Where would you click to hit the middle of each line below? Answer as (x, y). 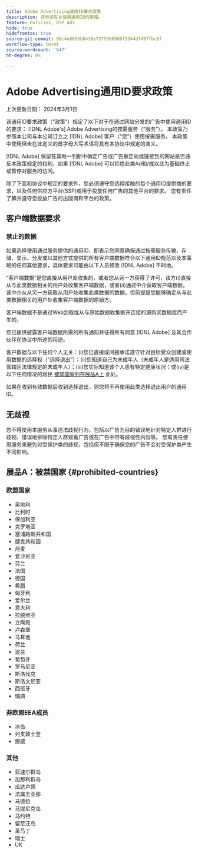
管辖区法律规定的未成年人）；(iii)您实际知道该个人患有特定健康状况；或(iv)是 (98, 367)
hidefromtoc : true (29, 34)
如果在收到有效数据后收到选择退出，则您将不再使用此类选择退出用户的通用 (96, 387)
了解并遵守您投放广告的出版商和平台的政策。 (60, 198)
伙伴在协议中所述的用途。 (37, 340)
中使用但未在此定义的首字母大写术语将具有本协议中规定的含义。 (83, 143)
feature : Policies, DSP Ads (41, 22)
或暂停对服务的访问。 (32, 171)
